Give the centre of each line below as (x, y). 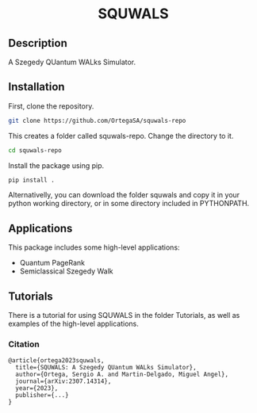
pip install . (32, 180)
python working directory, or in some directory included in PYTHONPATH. (129, 204)
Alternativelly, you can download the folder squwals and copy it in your (124, 195)
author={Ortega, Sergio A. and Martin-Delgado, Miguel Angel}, (122, 375)
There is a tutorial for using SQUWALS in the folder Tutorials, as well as (124, 315)
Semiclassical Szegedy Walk (66, 271)
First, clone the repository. (51, 106)
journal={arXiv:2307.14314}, (63, 381)
